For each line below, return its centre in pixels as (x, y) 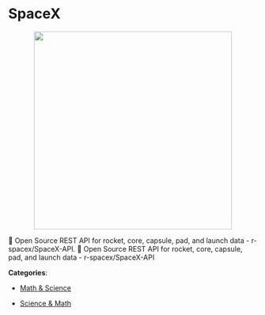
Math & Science (45, 288)
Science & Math (45, 303)
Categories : (28, 272)
